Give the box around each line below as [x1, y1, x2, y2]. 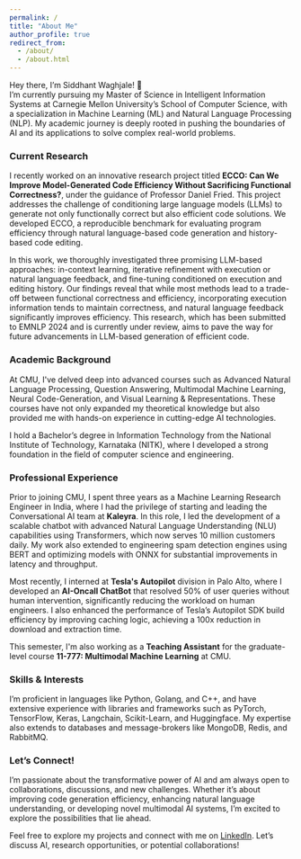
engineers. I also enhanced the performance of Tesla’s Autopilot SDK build [9, 604, 285, 615]
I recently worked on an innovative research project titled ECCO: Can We [9, 170, 279, 181]
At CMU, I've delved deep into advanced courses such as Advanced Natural [9, 374, 291, 385]
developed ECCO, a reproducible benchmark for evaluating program [9, 218, 262, 229]
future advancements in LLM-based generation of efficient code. [9, 331, 250, 342]
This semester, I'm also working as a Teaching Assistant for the [9, 640, 247, 652]
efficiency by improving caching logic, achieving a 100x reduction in [9, 613, 261, 625]
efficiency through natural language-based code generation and [9, 228, 247, 238]
